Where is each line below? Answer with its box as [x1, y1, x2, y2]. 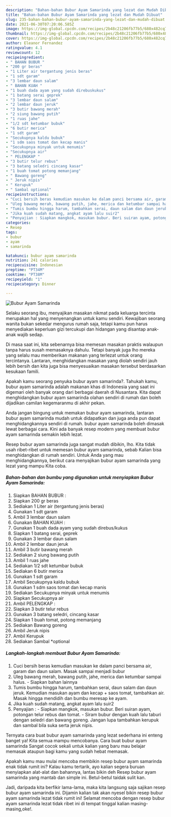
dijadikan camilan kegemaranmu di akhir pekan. [6, 400, 106, 406]
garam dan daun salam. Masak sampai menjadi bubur [13, 668, 125, 675]
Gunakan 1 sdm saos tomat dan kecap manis [13, 585, 107, 591]
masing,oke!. [6, 806, 32, 812]
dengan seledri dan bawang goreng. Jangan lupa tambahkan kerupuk [13, 717, 159, 723]
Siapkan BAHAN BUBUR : [13, 492, 66, 499]
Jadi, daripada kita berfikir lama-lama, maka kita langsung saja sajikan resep [6, 784, 165, 791]
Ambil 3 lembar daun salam [13, 514, 71, 520]
